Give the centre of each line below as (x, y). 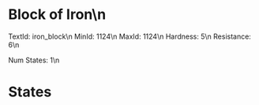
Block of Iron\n (57, 15)
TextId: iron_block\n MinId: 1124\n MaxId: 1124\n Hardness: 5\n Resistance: (129, 36)
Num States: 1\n (34, 60)
